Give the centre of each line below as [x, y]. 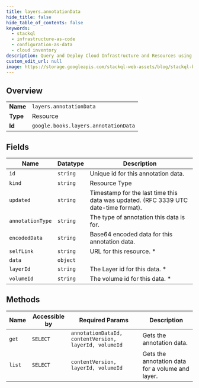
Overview [25, 90]
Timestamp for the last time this [134, 193]
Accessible [49, 316]
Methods [23, 300]
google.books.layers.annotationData [83, 126]
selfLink [21, 251]
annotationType [31, 221]
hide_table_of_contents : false [45, 23]
